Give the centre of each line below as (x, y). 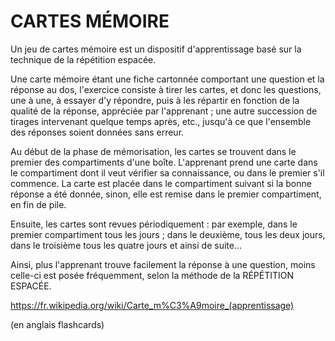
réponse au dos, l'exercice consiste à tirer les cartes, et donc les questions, (166, 89)
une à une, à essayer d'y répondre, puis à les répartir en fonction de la (155, 100)
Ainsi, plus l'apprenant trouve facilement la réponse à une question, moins (163, 264)
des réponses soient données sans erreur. (97, 132)
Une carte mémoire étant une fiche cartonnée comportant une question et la (167, 79)
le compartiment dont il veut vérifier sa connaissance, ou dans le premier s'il (167, 172)
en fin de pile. (38, 204)
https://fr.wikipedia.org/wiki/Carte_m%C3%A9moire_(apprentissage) (152, 305)
